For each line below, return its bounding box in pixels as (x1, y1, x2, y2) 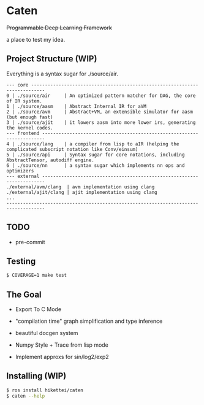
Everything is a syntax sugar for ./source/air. (6, 70, 118, 77)
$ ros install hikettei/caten (6, 387, 84, 393)
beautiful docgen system (15, 330, 78, 337)
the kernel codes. (6, 125, 53, 131)
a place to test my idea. (6, 36, 66, 43)
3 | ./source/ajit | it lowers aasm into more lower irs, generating (6, 119, 196, 126)
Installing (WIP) (6, 371, 67, 381)
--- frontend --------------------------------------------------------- (6, 130, 199, 136)
